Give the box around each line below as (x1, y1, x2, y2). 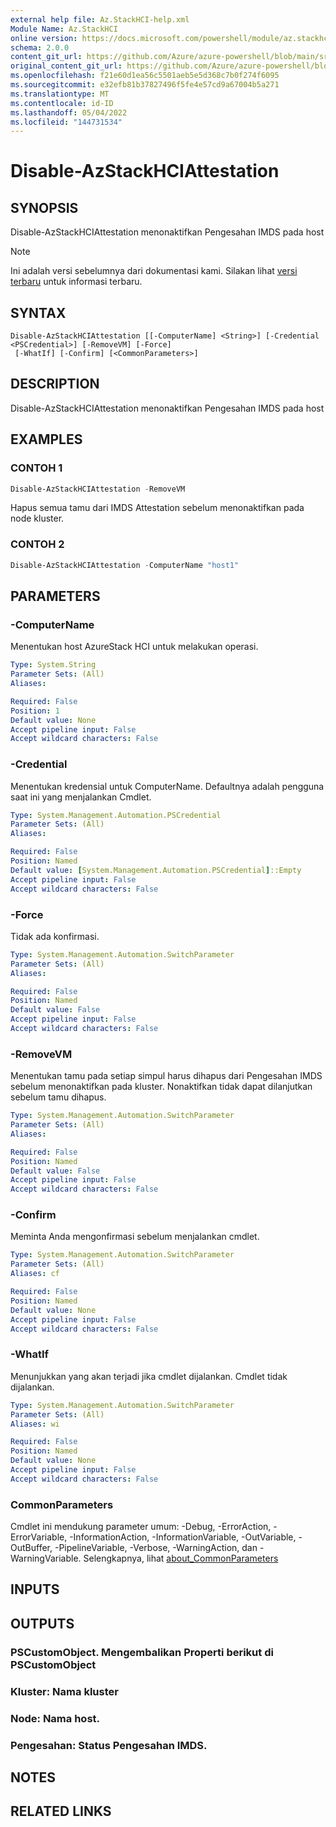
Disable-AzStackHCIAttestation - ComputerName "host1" (10, 560, 240, 570)
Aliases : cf (10, 1269, 60, 1279)
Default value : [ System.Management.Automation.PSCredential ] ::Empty (10, 865, 302, 875)
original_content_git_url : (10, 61, 123, 71)
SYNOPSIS (10, 199, 79, 216)
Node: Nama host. (10, 1711, 101, 1725)
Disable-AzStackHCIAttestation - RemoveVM (10, 484, 186, 494)
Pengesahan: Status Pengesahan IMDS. (10, 1738, 208, 1752)
